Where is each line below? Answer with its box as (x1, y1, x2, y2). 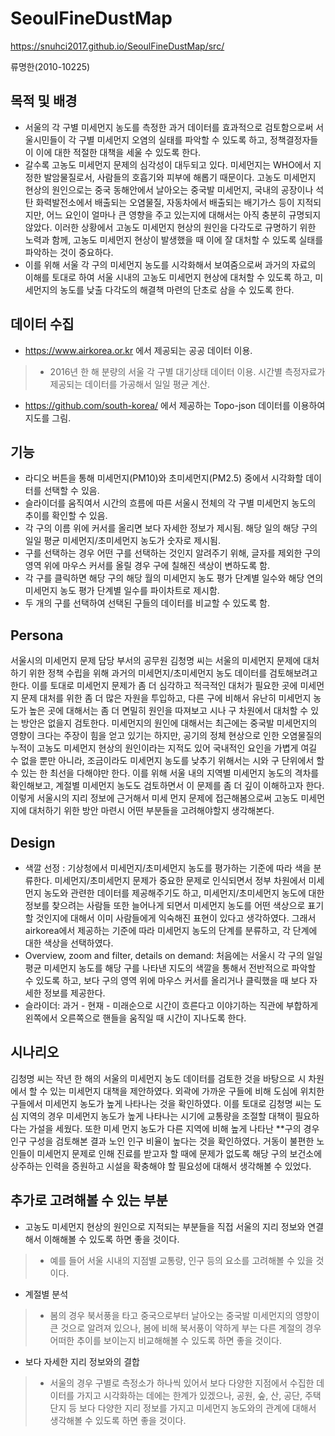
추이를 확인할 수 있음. (24, 510, 108, 522)
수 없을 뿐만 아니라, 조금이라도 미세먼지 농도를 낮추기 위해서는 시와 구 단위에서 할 (10, 755, 325, 767)
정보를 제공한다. (43, 987, 106, 999)
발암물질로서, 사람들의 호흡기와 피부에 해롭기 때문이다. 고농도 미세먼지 (43, 171, 317, 183)
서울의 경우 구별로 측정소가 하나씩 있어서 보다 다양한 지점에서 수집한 (49, 1377, 315, 1389)
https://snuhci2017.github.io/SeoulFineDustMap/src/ (10, 40, 225, 52)
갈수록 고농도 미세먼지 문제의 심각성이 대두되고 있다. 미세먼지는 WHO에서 (24, 158, 312, 171)
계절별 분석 (24, 1288, 69, 1300)
